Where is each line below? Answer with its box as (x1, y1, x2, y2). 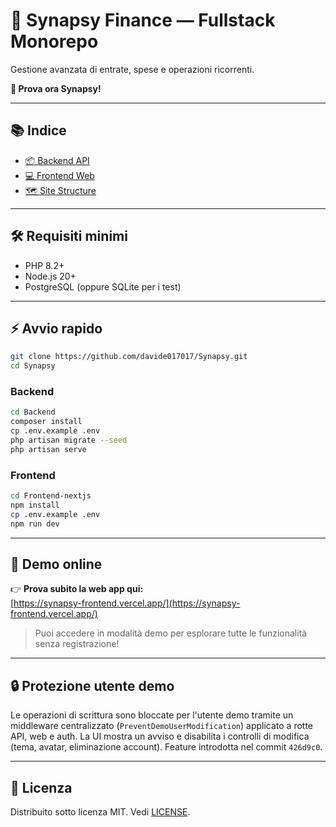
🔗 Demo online (10, 555, 103, 573)
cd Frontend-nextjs (10, 491, 92, 501)
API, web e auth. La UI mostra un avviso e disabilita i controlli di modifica (10, 730, 310, 743)
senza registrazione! (34, 638, 120, 650)
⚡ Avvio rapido (10, 320, 103, 337)
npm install (10, 500, 60, 510)
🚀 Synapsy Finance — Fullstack (10, 9, 276, 32)
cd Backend (10, 407, 56, 418)
